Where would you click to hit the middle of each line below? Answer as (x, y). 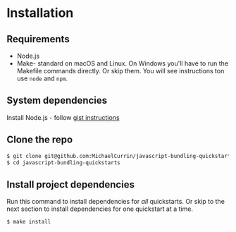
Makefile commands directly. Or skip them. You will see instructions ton (120, 71)
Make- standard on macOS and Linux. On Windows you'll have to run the (123, 63)
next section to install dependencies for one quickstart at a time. (100, 209)
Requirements (38, 39)
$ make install (29, 222)
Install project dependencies (71, 184)
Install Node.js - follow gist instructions (63, 117)
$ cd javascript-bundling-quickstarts (63, 163)
